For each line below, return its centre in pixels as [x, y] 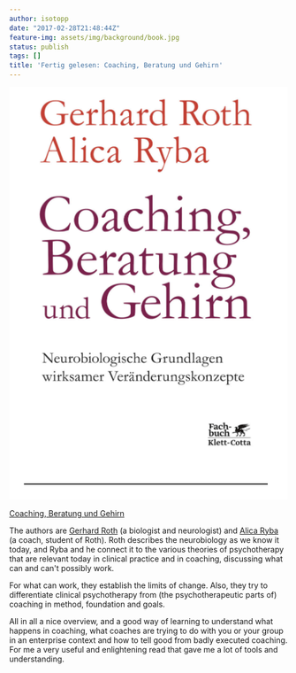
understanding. [37, 659]
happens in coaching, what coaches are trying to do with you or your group [147, 630]
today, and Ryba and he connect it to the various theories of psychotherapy [147, 549]
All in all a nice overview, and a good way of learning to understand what [141, 621]
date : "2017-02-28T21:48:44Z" [65, 28]
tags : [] [25, 56]
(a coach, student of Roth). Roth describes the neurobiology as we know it [144, 539]
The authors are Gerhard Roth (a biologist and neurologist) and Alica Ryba [144, 530]
